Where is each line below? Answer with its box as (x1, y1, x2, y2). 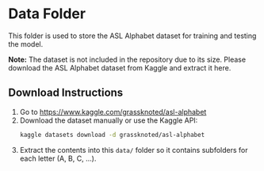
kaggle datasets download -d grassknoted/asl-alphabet (19, 131, 205, 139)
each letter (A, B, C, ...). (19, 154, 97, 163)
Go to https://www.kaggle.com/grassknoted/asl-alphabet (19, 107, 207, 116)
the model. (8, 39, 44, 48)
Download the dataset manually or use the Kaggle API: (19, 116, 198, 125)
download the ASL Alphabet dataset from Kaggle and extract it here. (8, 63, 231, 72)
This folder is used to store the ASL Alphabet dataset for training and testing (8, 31, 257, 40)
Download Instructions (8, 86, 124, 100)
